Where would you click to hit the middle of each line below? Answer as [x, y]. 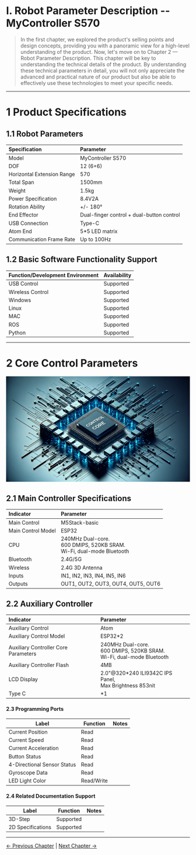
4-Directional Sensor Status [42, 764]
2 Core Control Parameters [72, 363]
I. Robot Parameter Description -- [88, 11]
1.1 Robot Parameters [45, 134]
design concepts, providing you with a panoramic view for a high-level [105, 46]
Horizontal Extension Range [42, 175]
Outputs [18, 584]
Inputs [16, 576]
